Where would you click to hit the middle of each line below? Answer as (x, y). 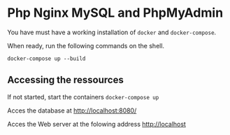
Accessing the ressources (65, 80)
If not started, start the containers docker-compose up (83, 97)
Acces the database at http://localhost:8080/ (72, 111)
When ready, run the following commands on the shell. (86, 45)
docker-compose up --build (46, 58)
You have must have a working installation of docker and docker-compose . (112, 32)
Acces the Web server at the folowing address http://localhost (97, 124)
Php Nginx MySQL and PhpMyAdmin (115, 13)
